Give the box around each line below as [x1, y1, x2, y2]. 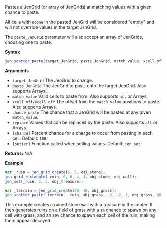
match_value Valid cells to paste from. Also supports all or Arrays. [12, 93, 148, 99]
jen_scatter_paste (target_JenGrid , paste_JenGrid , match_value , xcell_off [5, 59, 164, 64]
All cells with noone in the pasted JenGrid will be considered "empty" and [5, 19, 155, 25]
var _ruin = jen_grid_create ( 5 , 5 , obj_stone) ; [5, 169, 106, 175]
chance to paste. [5, 9, 40, 15]
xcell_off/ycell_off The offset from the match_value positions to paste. [12, 98, 161, 104]
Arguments [5, 67, 29, 74]
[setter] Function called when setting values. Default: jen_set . [12, 140, 142, 146]
